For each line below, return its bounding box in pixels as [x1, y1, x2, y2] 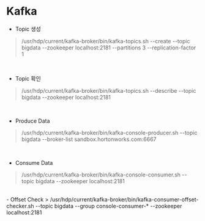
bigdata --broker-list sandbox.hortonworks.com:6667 [21, 136, 157, 143]
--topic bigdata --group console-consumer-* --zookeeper [35, 202, 182, 209]
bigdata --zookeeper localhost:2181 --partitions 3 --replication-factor [21, 44, 196, 51]
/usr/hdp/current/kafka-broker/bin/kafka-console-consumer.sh [21, 171, 181, 178]
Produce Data [15, 117, 50, 125]
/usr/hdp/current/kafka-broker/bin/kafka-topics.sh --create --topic [21, 37, 190, 45]
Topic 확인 [15, 74, 41, 82]
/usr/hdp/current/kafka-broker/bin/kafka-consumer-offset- [50, 195, 199, 203]
